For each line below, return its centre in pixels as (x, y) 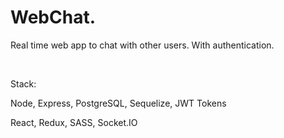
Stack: (23, 83)
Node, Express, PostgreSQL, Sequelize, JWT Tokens (118, 103)
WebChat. (53, 17)
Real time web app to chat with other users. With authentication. (142, 45)
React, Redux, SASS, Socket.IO (74, 122)
